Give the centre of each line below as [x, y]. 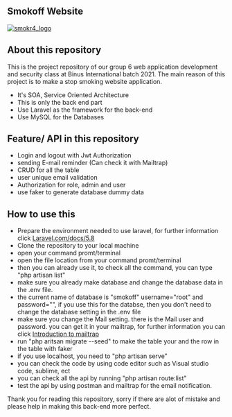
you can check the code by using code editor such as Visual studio [113, 364]
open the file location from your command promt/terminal [99, 260]
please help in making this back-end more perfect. [79, 407]
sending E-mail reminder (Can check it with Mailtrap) [92, 163]
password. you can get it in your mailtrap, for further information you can [121, 327]
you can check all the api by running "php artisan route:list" [102, 378]
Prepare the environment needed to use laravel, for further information [118, 231]
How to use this [42, 214]
